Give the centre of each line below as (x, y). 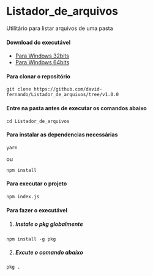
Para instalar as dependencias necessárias (62, 135)
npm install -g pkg (31, 239)
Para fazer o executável (37, 210)
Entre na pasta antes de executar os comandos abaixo (76, 108)
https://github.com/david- (68, 89)
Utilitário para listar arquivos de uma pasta (60, 28)
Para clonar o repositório (38, 76)
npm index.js (23, 196)
